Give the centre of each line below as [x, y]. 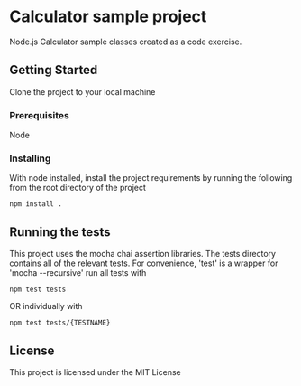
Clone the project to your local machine [82, 91]
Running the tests [60, 232]
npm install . [36, 204]
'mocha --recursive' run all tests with [78, 273]
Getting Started [54, 70]
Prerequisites [39, 115]
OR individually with [46, 306]
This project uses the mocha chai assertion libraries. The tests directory [143, 254]
